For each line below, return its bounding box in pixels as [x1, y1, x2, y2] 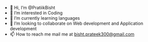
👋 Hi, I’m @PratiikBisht [9, 5, 55, 10]
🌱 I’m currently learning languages [9, 15, 80, 21]
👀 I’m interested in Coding [9, 10, 63, 16]
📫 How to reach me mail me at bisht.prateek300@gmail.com [9, 31, 135, 37]
